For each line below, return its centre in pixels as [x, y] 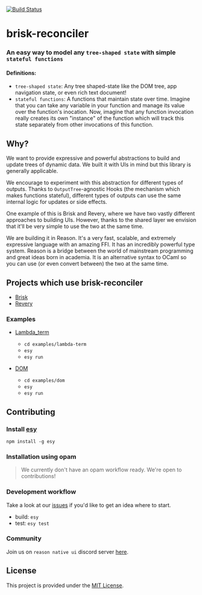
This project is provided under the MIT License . [65, 585]
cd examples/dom [44, 381]
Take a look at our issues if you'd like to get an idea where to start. [89, 505]
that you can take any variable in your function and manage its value [100, 105]
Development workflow [41, 492]
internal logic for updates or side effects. [57, 202]
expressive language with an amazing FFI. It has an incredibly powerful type [101, 245]
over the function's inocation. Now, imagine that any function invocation [104, 112]
